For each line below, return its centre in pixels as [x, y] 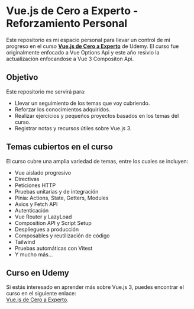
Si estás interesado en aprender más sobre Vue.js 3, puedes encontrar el [95, 287]
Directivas [27, 179]
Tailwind [25, 242]
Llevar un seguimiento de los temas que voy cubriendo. [82, 103]
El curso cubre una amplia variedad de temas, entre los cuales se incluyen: [97, 161]
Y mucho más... [34, 254]
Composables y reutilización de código [62, 236]
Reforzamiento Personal [67, 23]
